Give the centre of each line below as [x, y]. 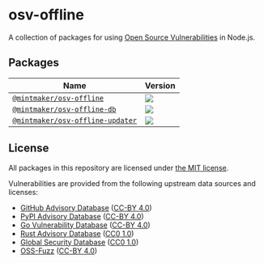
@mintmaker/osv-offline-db [64, 109]
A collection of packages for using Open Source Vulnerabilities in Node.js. [132, 37]
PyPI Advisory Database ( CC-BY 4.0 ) [82, 216]
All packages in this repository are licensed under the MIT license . [119, 168]
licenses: [23, 192]
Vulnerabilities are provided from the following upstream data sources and [132, 183]
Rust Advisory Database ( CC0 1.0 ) [77, 233]
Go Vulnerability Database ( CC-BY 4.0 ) [85, 225]
